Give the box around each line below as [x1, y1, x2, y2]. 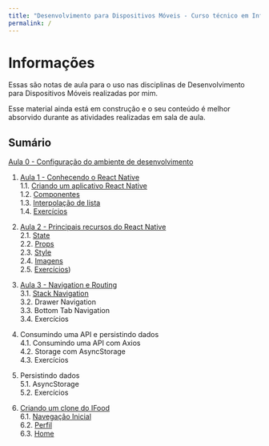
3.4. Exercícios [19, 314, 70, 324]
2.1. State [19, 231, 50, 240]
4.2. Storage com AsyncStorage [19, 347, 126, 356]
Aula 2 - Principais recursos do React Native [19, 222, 167, 232]
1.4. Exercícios [19, 207, 68, 216]
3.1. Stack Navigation [19, 289, 90, 299]
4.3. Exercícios [19, 356, 69, 365]
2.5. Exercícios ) [19, 265, 71, 275]
